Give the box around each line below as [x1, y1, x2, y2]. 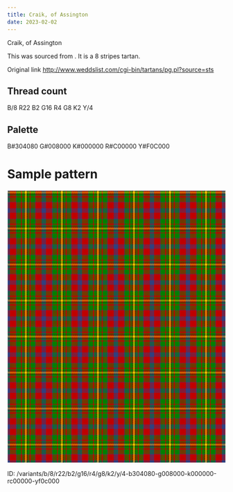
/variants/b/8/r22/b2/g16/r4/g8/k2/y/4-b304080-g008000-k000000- [16, 470, 217, 478]
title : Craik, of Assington [7, 11, 89, 18]
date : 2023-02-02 [7, 18, 58, 26]
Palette [7, 123, 39, 135]
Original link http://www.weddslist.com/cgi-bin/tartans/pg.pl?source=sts [7, 65, 214, 73]
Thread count [7, 85, 67, 97]
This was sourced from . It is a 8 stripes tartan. [7, 52, 141, 60]
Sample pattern [7, 166, 98, 182]
